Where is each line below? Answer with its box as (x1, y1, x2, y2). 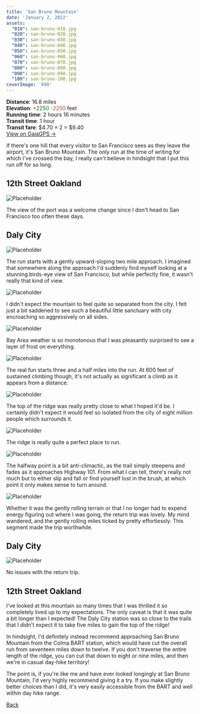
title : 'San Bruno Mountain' (6, 8, 79, 15)
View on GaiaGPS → (6, 130, 56, 137)
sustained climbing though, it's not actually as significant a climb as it (6, 372, 178, 380)
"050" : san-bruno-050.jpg (11, 48, 77, 54)
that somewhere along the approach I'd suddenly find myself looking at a (6, 264, 187, 271)
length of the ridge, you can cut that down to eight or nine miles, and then (6, 652, 189, 660)
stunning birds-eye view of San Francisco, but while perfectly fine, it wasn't (6, 271, 193, 278)
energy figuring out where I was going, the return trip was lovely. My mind (6, 510, 190, 518)
